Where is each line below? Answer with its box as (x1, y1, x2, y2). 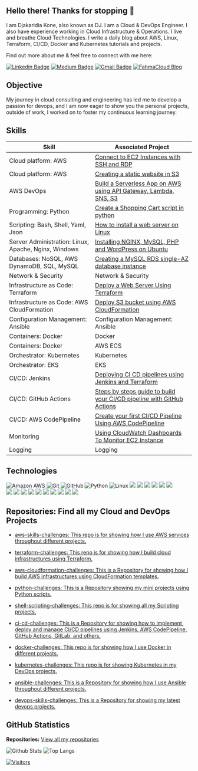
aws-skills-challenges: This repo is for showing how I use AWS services (14, 532, 190, 539)
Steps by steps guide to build (95, 388, 176, 396)
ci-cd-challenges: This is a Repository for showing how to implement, (14, 620, 184, 627)
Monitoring (9, 432, 39, 441)
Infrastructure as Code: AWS (9, 298, 88, 307)
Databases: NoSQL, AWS (9, 255, 78, 263)
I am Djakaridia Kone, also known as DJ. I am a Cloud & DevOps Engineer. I (6, 21, 187, 28)
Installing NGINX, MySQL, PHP (95, 238, 179, 246)
